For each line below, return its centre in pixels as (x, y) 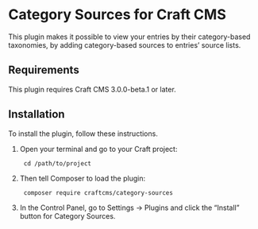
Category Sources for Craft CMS (117, 15)
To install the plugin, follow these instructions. (83, 134)
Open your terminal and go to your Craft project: (98, 149)
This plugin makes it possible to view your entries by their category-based (129, 37)
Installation (37, 114)
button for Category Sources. (67, 215)
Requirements (44, 70)
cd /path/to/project (57, 163)
